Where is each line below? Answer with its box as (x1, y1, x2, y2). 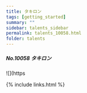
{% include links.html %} (6, 81, 65, 88)
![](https (6, 70, 26, 77)
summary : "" (6, 19, 35, 25)
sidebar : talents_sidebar (6, 25, 68, 31)
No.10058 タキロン (6, 54, 52, 61)
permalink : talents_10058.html (6, 30, 82, 36)
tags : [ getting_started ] (6, 14, 66, 20)
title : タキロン (6, 8, 42, 15)
